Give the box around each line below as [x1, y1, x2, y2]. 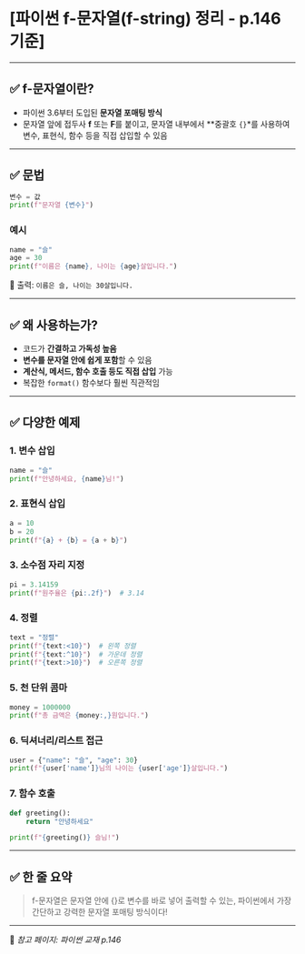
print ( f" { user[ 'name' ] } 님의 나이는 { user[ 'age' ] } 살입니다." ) [9, 764, 229, 773]
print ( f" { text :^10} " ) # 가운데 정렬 [9, 649, 143, 659]
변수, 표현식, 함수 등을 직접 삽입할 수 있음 [22, 129, 168, 141]
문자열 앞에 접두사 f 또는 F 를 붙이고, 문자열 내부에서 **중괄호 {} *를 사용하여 [22, 118, 290, 129]
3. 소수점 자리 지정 [9, 558, 85, 571]
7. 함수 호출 [9, 788, 56, 800]
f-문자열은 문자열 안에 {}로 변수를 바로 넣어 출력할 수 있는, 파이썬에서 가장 [31, 895, 292, 906]
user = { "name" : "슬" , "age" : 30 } [9, 756, 138, 765]
